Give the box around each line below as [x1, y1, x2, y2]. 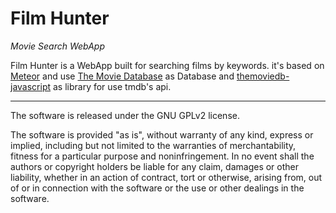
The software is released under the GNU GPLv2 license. [10, 109, 240, 121]
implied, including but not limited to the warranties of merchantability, [10, 139, 297, 151]
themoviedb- [236, 70, 290, 82]
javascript [10, 80, 52, 92]
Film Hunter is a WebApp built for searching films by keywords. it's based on [10, 59, 325, 71]
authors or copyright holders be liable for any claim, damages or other [10, 160, 300, 172]
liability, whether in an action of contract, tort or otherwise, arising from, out [10, 171, 323, 183]
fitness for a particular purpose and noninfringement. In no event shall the [10, 150, 315, 162]
